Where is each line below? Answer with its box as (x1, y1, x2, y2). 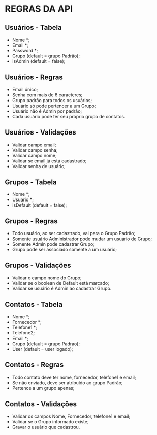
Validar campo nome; (12, 152, 57, 158)
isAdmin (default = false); (12, 58, 66, 64)
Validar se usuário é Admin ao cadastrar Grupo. (12, 285, 112, 292)
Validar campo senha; (12, 147, 58, 153)
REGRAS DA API (5, 3, 73, 15)
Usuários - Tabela (5, 23, 62, 32)
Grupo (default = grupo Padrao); (12, 341, 80, 347)
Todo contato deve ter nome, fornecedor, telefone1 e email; (12, 374, 136, 380)
